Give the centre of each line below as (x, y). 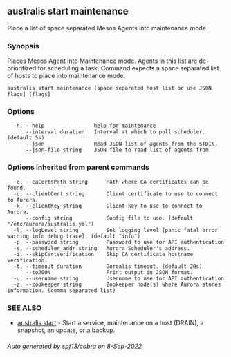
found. (17, 188)
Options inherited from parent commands (78, 167)
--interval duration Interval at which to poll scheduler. (115, 132)
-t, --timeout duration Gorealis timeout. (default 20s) (108, 266)
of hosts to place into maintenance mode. (66, 76)
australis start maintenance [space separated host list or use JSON (110, 88)
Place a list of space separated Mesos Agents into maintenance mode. (108, 28)
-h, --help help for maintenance (85, 126)
